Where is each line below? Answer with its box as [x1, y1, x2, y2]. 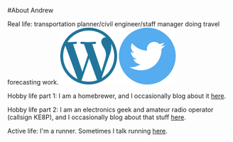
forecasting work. [7, 78, 59, 86]
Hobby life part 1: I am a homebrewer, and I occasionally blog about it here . [7, 92, 227, 100]
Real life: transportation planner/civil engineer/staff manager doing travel [7, 20, 220, 28]
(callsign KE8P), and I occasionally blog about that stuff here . [7, 113, 186, 121]
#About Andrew [7, 6, 54, 14]
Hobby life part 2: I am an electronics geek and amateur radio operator [7, 106, 214, 114]
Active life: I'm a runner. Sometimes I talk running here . [7, 127, 168, 135]
